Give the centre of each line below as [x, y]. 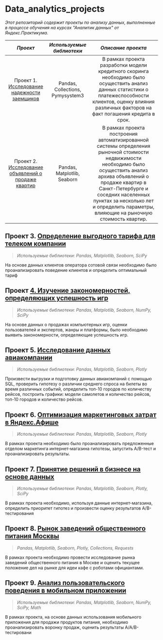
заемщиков [26, 98]
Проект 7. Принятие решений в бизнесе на [73, 469]
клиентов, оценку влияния [123, 102]
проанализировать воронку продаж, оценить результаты [65, 627]
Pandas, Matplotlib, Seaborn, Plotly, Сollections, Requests [75, 548]
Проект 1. [26, 80]
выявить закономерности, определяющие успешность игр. [67, 335]
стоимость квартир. [124, 219]
